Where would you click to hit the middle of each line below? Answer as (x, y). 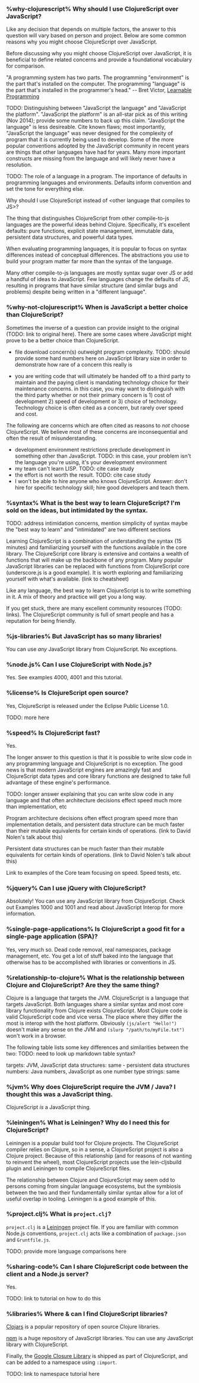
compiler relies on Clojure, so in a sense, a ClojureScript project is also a (94, 1149)
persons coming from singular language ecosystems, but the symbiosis (94, 1186)
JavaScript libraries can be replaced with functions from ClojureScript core (98, 566)
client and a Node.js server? (48, 1274)
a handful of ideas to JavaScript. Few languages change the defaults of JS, (98, 279)
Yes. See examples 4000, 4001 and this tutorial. (64, 678)
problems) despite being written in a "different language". (76, 292)
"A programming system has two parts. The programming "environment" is (98, 78)
